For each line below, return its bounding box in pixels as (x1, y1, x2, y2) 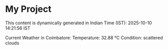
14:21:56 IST (5, 25, 31, 31)
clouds (5, 40, 20, 46)
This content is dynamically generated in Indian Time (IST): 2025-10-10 (5, 20, 152, 26)
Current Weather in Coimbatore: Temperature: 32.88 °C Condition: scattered (5, 35, 163, 41)
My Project (5, 3, 52, 15)
